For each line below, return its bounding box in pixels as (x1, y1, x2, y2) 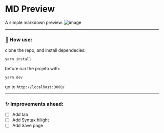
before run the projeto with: (5, 66, 60, 72)
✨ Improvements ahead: (5, 100, 64, 107)
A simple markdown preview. (5, 19, 63, 25)
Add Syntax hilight (12, 117, 49, 123)
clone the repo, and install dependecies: (5, 47, 86, 53)
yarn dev (5, 75, 23, 80)
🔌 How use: (5, 36, 33, 43)
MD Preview (5, 3, 55, 15)
